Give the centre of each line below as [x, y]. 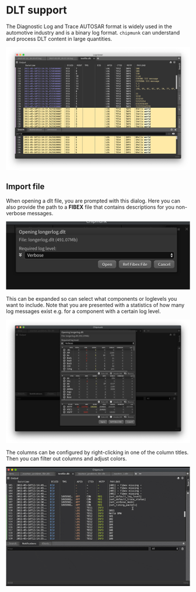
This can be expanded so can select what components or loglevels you [92, 298]
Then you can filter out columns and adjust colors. [66, 459]
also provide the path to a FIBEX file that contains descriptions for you [90, 207]
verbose [16, 213]
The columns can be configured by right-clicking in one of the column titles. [97, 452]
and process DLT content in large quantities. [59, 39]
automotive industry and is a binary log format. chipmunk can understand [93, 32]
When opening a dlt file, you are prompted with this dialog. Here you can [93, 201]
